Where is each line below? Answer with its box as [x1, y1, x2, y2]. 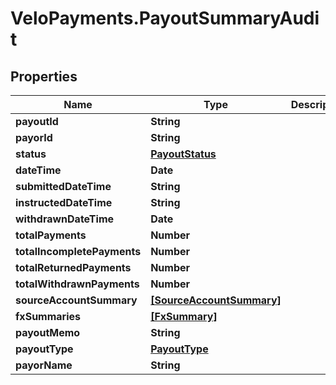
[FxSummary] [150, 310, 218, 323]
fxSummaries [15, 310, 81, 323]
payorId [15, 131, 53, 144]
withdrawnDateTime [15, 212, 115, 226]
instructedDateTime [15, 196, 113, 209]
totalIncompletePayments [15, 245, 142, 258]
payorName [15, 358, 73, 372]
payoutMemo [15, 326, 81, 339]
